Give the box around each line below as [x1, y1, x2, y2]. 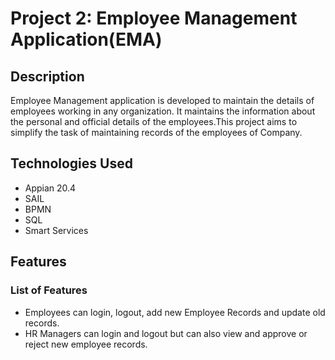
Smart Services [24, 224, 89, 236]
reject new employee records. [24, 338, 148, 350]
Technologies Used [10, 155, 133, 172]
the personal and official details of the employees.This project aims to [10, 116, 298, 127]
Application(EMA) [10, 28, 163, 51]
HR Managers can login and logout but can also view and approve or [24, 327, 308, 339]
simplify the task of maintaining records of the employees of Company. [10, 127, 303, 138]
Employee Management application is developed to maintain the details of [10, 95, 315, 106]
